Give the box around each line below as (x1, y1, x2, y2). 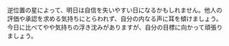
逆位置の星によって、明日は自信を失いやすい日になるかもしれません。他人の (7, 6, 223, 14)
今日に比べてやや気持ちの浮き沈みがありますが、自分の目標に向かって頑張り (7, 23, 223, 31)
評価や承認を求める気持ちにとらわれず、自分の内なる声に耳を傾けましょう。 (7, 14, 223, 23)
